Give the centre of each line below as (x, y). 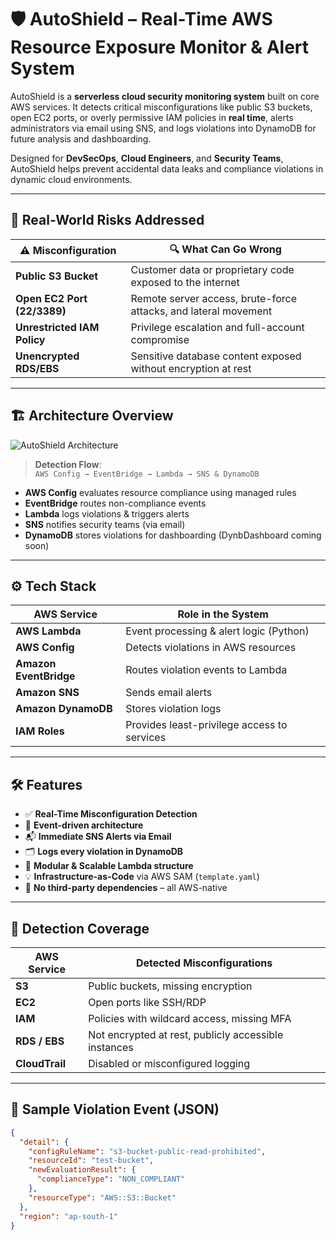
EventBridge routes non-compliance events (115, 503)
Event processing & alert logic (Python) (217, 631)
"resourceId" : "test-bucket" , (91, 1161)
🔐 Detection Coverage (80, 928)
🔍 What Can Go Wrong (225, 249)
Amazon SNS (47, 693)
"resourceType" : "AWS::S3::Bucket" (102, 1197)
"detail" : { (44, 1142)
